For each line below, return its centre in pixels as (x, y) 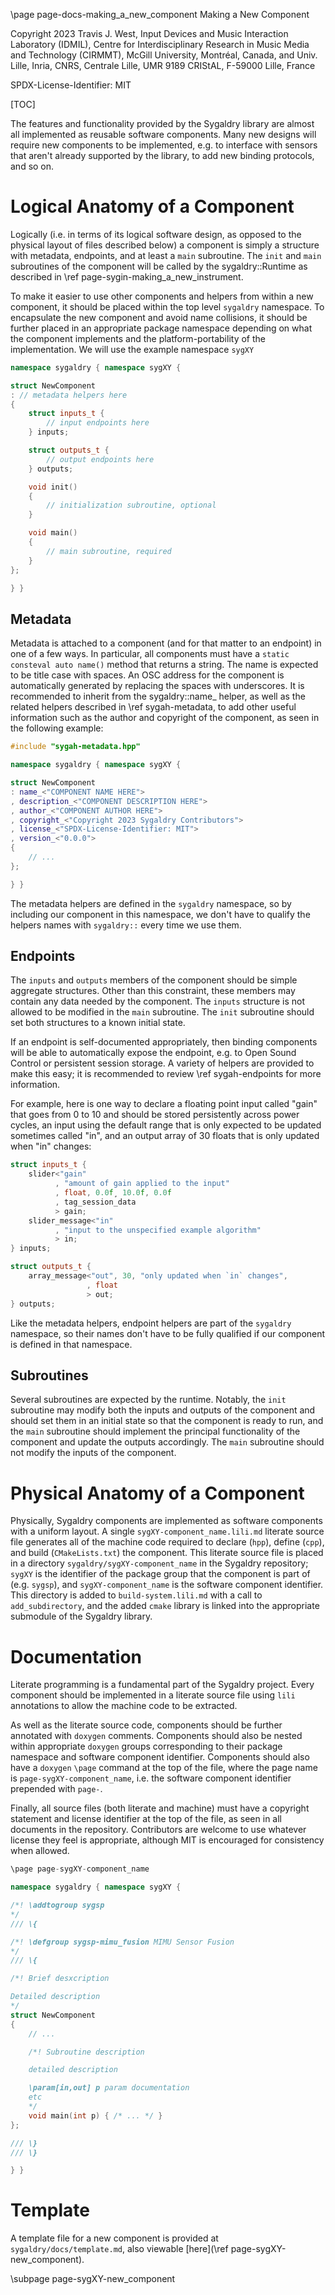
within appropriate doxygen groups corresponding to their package (146, 1746)
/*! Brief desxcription (60, 1979)
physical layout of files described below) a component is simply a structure (165, 245)
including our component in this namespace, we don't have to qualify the (160, 914)
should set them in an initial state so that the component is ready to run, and (167, 1421)
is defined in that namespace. (71, 1344)
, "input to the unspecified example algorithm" (158, 1230)
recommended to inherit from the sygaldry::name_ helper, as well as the (158, 696)
